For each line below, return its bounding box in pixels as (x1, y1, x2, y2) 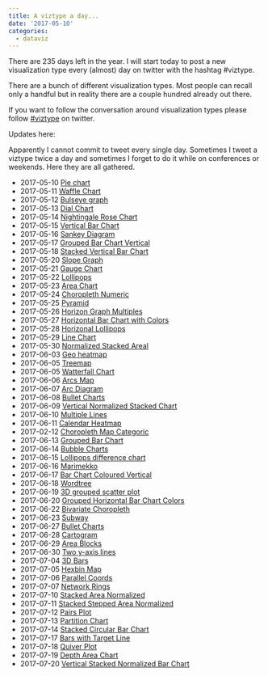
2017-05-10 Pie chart (19, 178, 90, 188)
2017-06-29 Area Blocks (19, 539, 103, 548)
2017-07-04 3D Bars (19, 556, 89, 566)
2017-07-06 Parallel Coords (19, 573, 113, 583)
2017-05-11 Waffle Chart (19, 187, 101, 196)
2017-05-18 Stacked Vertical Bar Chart (19, 247, 149, 256)
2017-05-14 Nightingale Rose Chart (19, 212, 138, 222)
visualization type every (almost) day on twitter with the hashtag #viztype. (8, 65, 255, 75)
